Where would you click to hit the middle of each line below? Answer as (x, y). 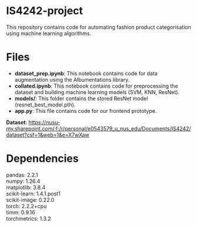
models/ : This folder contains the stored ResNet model (81, 98)
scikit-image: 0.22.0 (30, 200)
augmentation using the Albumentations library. (72, 79)
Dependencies (42, 158)
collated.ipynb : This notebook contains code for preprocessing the (96, 86)
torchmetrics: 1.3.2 (29, 218)
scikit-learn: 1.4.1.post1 (33, 193)
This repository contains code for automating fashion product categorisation (98, 27)
